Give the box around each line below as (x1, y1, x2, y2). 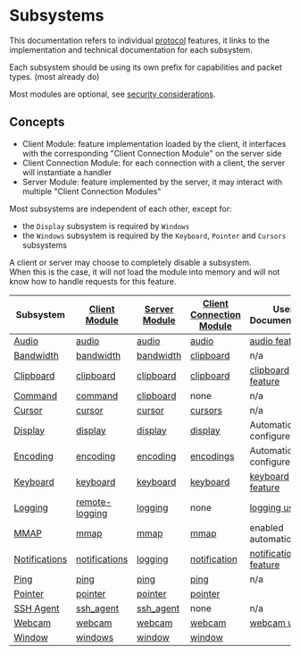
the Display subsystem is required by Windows (21, 220, 190, 231)
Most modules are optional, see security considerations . (9, 89, 216, 99)
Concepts (9, 115, 65, 130)
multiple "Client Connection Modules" (21, 185, 162, 197)
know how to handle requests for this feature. (9, 276, 177, 286)
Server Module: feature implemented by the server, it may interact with (21, 176, 283, 187)
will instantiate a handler (21, 166, 112, 177)
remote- (75, 496, 112, 508)
